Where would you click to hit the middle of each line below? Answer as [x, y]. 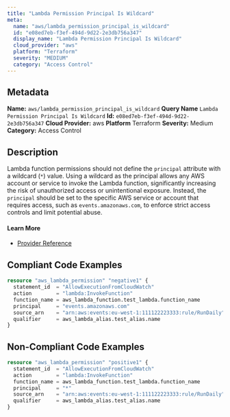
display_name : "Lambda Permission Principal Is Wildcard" [98, 39]
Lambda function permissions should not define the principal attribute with [114, 169]
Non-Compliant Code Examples [76, 347]
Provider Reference [44, 243]
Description [33, 152]
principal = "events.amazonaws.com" [72, 306]
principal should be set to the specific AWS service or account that [103, 198]
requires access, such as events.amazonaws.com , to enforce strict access [109, 205]
